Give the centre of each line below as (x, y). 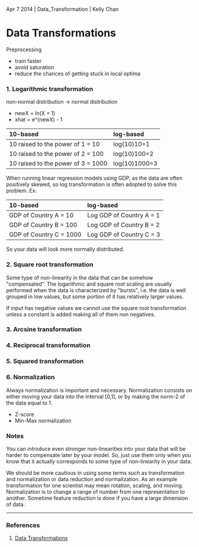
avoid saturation (34, 67)
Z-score (24, 414)
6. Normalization (31, 378)
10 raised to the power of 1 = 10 (54, 144)
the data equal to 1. (29, 402)
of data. (16, 504)
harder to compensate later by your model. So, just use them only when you (99, 455)
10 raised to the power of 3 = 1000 (58, 164)
